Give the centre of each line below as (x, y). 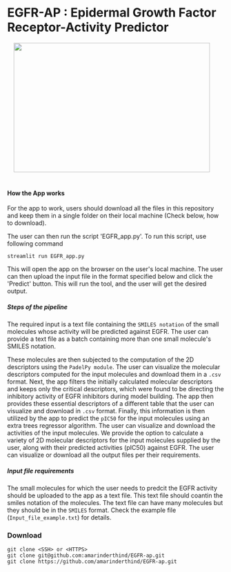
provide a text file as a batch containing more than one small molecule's (109, 339)
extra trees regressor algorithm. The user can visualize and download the (111, 426)
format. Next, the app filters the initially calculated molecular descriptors (110, 382)
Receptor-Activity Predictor (88, 27)
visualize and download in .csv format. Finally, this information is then (106, 411)
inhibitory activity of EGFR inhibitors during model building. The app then (110, 396)
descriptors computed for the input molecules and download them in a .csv (114, 375)
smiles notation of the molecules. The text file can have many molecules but (115, 503)
